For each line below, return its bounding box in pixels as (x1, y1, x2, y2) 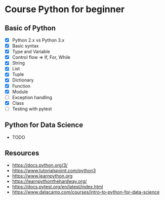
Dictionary (12, 77, 34, 83)
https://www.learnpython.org (12, 173, 73, 179)
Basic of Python (5, 24, 56, 32)
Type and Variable (12, 49, 50, 55)
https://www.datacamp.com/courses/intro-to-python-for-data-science (12, 189, 160, 195)
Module (12, 89, 28, 95)
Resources (5, 149, 39, 157)
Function (12, 83, 31, 89)
